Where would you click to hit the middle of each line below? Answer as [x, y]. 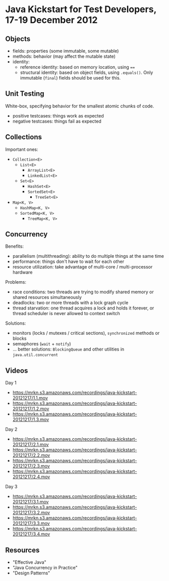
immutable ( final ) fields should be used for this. [70, 78]
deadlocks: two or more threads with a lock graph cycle [70, 303]
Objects [18, 39]
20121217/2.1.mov [31, 445]
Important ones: [22, 149]
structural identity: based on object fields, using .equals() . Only [87, 72]
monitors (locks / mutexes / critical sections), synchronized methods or [86, 333]
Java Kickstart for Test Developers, [81, 9]
